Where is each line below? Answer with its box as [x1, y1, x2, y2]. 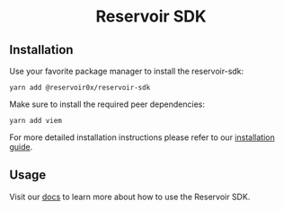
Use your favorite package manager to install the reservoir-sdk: [9, 66, 244, 76]
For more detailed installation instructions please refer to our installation [9, 132, 276, 143]
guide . [9, 142, 33, 152]
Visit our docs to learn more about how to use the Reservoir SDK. [9, 191, 251, 202]
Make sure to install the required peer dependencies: [9, 99, 205, 109]
